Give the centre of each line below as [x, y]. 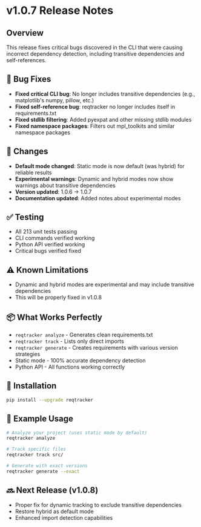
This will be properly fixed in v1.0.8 [58, 298]
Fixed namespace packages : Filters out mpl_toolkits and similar [95, 126]
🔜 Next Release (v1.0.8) [52, 490]
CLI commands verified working [55, 238]
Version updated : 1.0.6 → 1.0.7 [53, 192]
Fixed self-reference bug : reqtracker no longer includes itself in [95, 106]
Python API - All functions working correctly [70, 367]
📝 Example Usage [40, 419]
